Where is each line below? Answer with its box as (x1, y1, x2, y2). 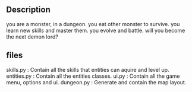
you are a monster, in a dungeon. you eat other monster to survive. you (6, 20, 180, 27)
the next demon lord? (6, 33, 58, 40)
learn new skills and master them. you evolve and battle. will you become (6, 27, 185, 34)
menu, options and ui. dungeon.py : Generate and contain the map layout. (6, 78, 187, 85)
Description (6, 5, 51, 15)
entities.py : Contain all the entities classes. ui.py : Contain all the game (6, 72, 180, 80)
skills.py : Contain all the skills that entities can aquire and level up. (6, 66, 169, 73)
